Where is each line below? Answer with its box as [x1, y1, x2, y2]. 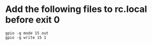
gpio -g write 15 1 [5, 35, 47, 40]
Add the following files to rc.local [5, 3, 147, 15]
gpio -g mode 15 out [5, 30, 49, 35]
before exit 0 [5, 14, 60, 25]
